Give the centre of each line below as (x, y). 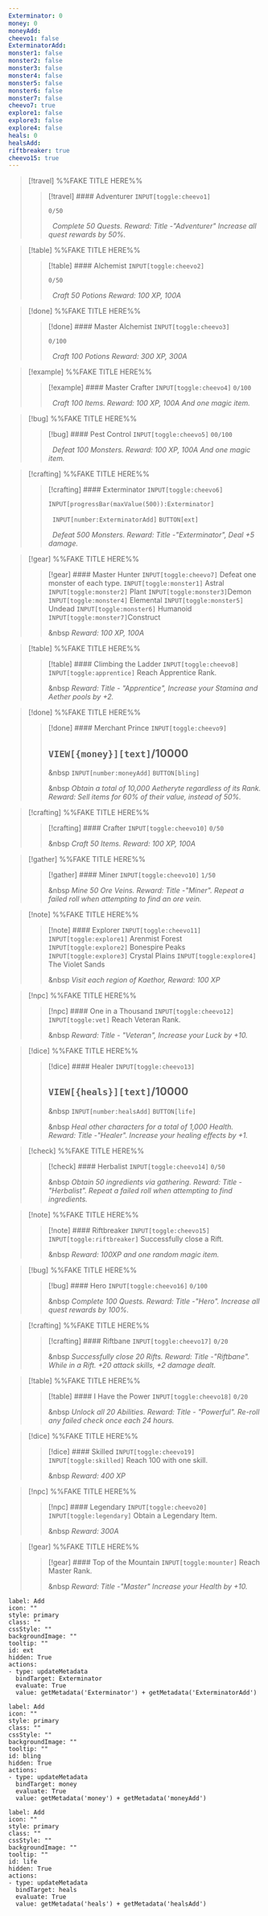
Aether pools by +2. (81, 697)
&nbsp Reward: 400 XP (87, 1475)
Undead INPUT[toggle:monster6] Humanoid (120, 609)
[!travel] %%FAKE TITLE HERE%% (85, 181)
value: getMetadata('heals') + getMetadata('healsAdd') (111, 1904)
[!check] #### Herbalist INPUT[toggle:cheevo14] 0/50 (136, 1166)
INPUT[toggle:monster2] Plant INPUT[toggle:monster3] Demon (150, 591)
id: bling (25, 1756)
